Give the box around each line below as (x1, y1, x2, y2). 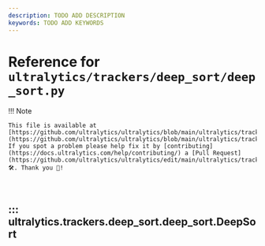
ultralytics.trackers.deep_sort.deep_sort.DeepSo (8, 214, 256, 229)
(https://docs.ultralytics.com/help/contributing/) (8, 149, 181, 158)
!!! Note (8, 106, 32, 116)
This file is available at (8, 121, 97, 130)
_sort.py (8, 84, 65, 99)
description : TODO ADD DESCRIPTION (8, 11, 125, 20)
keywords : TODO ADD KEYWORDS (8, 19, 104, 27)
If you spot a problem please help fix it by (8, 143, 160, 151)
